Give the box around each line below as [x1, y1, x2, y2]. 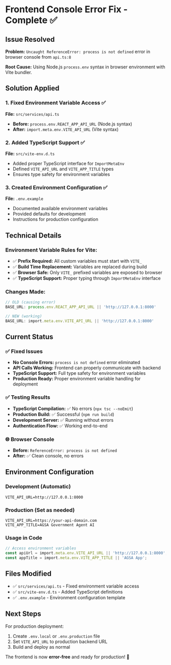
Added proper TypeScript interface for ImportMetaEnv [12, 160, 125, 166]
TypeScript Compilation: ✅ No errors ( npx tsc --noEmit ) [12, 405, 134, 412]
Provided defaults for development [12, 211, 86, 217]
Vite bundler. [5, 69, 32, 75]
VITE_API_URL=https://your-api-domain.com [5, 518, 97, 523]
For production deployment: [5, 623, 64, 629]
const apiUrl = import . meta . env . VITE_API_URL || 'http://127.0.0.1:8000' [5, 551, 166, 556]
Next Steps [5, 609, 41, 618]
